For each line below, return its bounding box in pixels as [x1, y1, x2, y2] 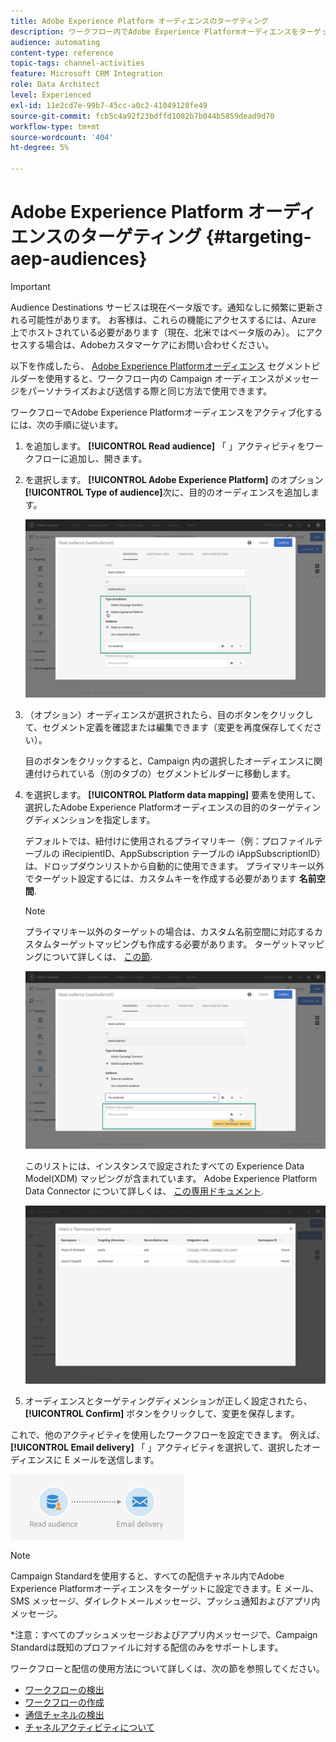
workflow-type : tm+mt [10, 121, 101, 132]
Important [10, 280, 51, 292]
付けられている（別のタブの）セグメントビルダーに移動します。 [33, 767, 296, 779]
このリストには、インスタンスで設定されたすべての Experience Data [24, 1160, 305, 1172]
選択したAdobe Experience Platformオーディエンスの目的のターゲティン [24, 801, 322, 813]
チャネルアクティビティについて [24, 1721, 155, 1733]
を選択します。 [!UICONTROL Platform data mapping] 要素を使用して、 [24, 788, 321, 800]
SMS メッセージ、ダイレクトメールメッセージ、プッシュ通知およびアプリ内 [10, 1595, 321, 1607]
